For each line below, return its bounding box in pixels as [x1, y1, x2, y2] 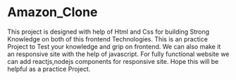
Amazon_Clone [7, 4, 98, 20]
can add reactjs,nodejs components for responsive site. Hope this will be [7, 57, 219, 65]
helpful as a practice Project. [7, 65, 91, 73]
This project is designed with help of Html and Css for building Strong [7, 27, 210, 36]
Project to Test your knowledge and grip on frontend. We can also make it [7, 42, 221, 51]
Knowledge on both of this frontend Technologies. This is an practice [7, 34, 208, 43]
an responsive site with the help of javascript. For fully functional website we [7, 50, 230, 58]
